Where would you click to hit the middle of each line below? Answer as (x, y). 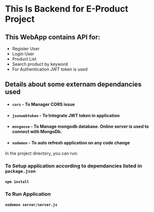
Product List (24, 59)
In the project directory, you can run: (42, 153)
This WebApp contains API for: (53, 37)
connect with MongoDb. (37, 132)
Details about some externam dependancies (73, 84)
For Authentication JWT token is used (50, 69)
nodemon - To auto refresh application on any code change (71, 143)
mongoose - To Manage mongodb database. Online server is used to (80, 126)
